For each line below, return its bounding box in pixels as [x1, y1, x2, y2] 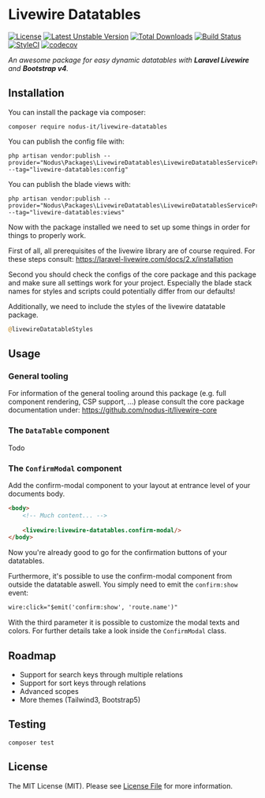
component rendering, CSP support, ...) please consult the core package [8, 397, 244, 407]
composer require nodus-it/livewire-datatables [8, 122, 168, 131]
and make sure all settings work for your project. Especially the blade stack [8, 278, 252, 287]
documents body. [8, 489, 65, 498]
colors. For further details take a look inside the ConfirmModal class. [8, 626, 227, 636]
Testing [8, 718, 47, 731]
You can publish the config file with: [8, 136, 125, 146]
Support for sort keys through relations [19, 678, 147, 688]
